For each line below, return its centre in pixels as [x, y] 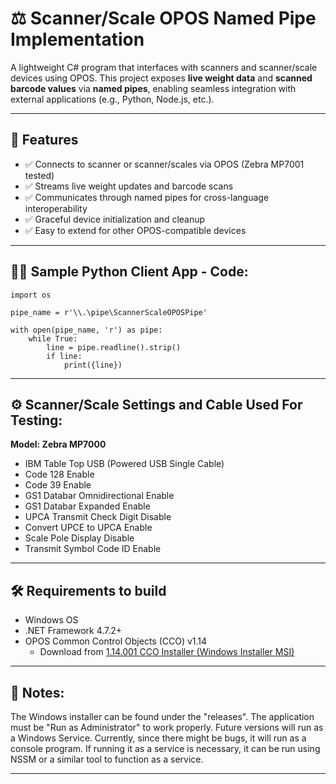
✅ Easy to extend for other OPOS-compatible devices [135, 230]
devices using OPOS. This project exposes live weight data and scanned [161, 78]
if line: [64, 356]
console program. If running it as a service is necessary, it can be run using [165, 748]
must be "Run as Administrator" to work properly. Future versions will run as [167, 727]
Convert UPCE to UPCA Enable [88, 528]
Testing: [36, 420]
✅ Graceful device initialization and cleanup [115, 219]
